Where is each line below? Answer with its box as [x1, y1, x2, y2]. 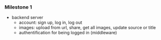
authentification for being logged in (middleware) [18, 30, 117, 36]
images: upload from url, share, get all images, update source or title [18, 25, 156, 30]
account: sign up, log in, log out [18, 20, 82, 25]
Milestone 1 [4, 4, 32, 10]
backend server [11, 15, 43, 20]
